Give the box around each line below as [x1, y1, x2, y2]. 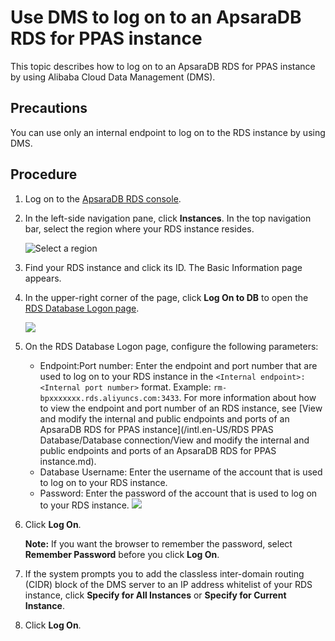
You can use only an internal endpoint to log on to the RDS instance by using [10, 126, 326, 138]
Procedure [10, 166, 78, 183]
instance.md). [39, 455, 97, 467]
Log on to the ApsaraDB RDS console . [24, 192, 182, 205]
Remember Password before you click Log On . [24, 548, 220, 560]
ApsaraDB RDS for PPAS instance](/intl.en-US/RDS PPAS [39, 423, 274, 435]
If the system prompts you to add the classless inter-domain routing [24, 567, 305, 580]
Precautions [10, 100, 88, 117]
